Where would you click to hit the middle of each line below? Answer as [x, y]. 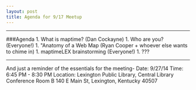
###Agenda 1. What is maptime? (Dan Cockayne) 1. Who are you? [85, 39]
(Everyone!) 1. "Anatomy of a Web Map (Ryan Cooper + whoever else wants [97, 45]
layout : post [22, 11]
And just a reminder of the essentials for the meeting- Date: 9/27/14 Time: [95, 68]
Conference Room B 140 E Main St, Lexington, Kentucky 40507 [82, 81]
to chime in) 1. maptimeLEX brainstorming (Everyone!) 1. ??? [78, 51]
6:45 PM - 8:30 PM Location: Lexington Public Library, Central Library [90, 74]
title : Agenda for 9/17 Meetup [44, 17]
